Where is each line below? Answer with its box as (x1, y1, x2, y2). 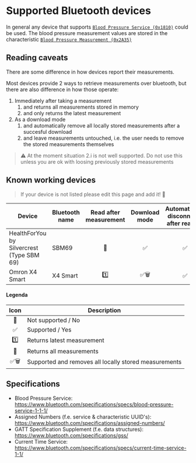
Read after (90, 208, 121, 216)
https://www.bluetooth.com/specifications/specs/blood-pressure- (14, 400, 174, 407)
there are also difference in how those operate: (6, 86, 119, 93)
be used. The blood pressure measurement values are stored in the (6, 29, 168, 36)
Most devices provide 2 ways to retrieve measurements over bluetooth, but (6, 80, 187, 87)
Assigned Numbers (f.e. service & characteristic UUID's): (14, 413, 152, 420)
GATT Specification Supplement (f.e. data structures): (14, 426, 144, 433)
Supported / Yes (27, 326, 72, 334)
